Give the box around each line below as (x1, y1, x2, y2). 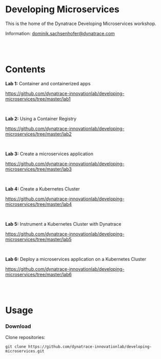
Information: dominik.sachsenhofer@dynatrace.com (5, 30, 115, 36)
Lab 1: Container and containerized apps (5, 80, 91, 86)
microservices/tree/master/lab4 (5, 201, 72, 207)
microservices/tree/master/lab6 (5, 271, 72, 277)
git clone (5, 344, 27, 349)
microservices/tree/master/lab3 (5, 166, 72, 172)
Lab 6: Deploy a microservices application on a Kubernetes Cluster (5, 256, 147, 262)
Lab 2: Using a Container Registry (5, 115, 77, 122)
